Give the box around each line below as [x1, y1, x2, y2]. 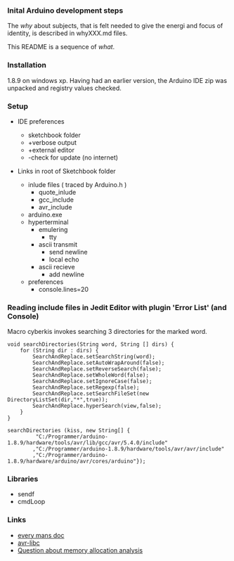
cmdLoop [17, 498, 46, 506]
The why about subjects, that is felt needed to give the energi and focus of [7, 22, 223, 30]
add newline [48, 270, 84, 278]
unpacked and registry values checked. [7, 84, 122, 92]
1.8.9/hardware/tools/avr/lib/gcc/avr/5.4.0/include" [7, 439, 169, 446]
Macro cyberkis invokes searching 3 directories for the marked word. [7, 328, 207, 336]
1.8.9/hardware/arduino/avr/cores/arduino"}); [7, 458, 146, 465]
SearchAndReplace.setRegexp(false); [32, 384, 140, 392]
